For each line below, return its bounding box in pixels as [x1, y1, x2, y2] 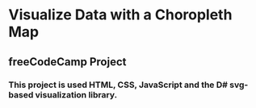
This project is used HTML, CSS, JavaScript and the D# [8, 79, 229, 90]
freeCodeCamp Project [8, 55, 127, 69]
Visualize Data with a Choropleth [8, 6, 233, 24]
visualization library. [35, 89, 118, 100]
